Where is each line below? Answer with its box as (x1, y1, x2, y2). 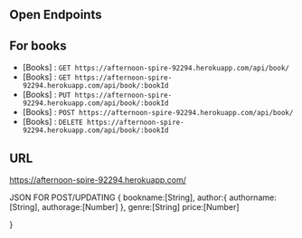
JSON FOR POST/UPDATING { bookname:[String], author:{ (9, 192, 228, 203)
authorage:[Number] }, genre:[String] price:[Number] (42, 202, 240, 213)
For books (9, 38, 68, 53)
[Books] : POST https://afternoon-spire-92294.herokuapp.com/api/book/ (22, 107, 294, 118)
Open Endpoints (9, 7, 102, 23)
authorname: (229, 192, 278, 203)
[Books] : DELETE (22, 117, 83, 128)
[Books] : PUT (22, 90, 71, 100)
